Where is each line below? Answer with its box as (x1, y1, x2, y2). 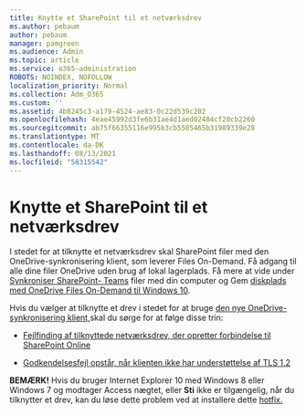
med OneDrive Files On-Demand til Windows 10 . (9, 285, 191, 296)
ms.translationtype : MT (9, 132, 100, 141)
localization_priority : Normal (9, 81, 129, 90)
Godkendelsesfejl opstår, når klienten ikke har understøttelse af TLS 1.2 (22, 357, 290, 368)
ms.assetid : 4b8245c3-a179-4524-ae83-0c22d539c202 (9, 107, 206, 116)
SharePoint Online (22, 339, 91, 351)
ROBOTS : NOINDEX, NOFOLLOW (9, 73, 112, 82)
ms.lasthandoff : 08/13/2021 (9, 149, 117, 158)
